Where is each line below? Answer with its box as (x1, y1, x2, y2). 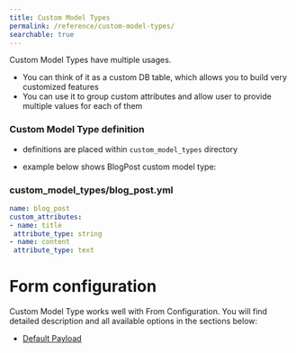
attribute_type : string (13, 229, 103, 239)
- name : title (9, 221, 63, 230)
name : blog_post (9, 204, 70, 213)
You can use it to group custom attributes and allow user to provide (22, 91, 272, 102)
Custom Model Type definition (9, 123, 145, 136)
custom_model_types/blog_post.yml (9, 184, 174, 196)
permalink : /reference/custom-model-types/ (9, 22, 175, 31)
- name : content (9, 238, 70, 247)
